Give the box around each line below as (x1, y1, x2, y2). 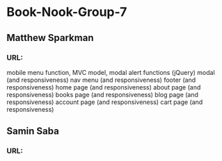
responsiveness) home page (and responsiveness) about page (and (6, 83, 201, 91)
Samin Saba (6, 126, 60, 137)
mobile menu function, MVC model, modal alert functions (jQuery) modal (6, 68, 215, 76)
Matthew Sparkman (6, 32, 94, 44)
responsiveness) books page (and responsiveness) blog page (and (6, 90, 199, 99)
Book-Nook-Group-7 (6, 4, 127, 20)
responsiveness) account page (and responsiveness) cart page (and (6, 98, 203, 106)
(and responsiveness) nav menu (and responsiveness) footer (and (6, 76, 196, 84)
